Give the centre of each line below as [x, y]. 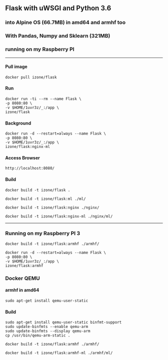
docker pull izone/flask [31, 77]
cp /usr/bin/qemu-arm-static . [38, 335]
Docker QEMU [22, 278]
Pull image [16, 66]
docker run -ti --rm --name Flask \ [43, 99]
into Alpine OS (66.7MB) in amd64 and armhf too [65, 22]
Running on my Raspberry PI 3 [43, 233]
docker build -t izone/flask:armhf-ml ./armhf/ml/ [59, 353]
